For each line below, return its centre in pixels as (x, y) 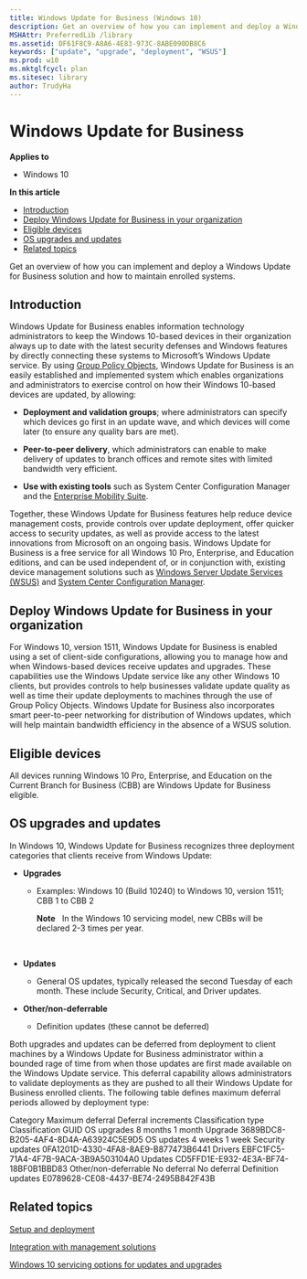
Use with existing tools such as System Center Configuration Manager (156, 486)
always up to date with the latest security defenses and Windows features (148, 346)
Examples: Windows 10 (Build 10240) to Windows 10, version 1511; (160, 890)
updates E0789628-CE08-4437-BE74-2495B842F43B (112, 1178)
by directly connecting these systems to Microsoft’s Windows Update (140, 356)
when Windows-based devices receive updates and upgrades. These (140, 666)
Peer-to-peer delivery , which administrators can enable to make (144, 450)
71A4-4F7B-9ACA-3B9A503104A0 (74, 1158)
